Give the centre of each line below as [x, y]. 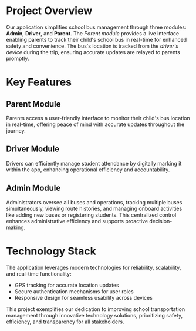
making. [16, 227]
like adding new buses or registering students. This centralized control [91, 215]
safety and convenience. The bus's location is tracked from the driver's [92, 46]
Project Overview [49, 11]
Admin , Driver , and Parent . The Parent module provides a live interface [93, 33]
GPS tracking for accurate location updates [67, 285]
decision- [161, 221]
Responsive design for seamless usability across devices [83, 297]
